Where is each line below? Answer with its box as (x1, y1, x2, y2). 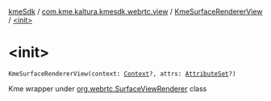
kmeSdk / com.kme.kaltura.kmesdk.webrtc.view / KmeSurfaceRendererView (8, 7, 263, 16)
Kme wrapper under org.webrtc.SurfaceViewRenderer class (8, 83, 207, 93)
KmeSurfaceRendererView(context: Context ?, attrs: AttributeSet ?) (8, 70, 236, 78)
